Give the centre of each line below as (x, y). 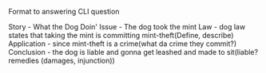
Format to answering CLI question (64, 12)
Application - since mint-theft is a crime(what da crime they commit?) (123, 44)
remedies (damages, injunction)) (62, 60)
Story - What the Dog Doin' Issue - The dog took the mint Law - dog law (127, 27)
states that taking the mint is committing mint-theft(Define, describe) (121, 35)
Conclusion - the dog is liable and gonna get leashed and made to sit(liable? (133, 52)
